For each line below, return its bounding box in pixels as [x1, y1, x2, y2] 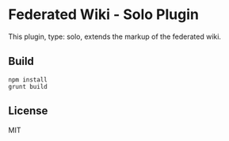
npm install [8, 75, 48, 84]
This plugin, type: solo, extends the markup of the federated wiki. [8, 32, 222, 41]
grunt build [8, 82, 48, 90]
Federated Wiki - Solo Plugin [8, 6, 200, 24]
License [8, 105, 48, 118]
